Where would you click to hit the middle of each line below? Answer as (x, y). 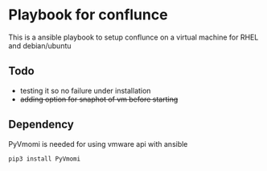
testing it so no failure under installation (85, 90)
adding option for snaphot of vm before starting (99, 99)
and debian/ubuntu (40, 45)
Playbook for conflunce (88, 15)
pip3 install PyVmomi (45, 159)
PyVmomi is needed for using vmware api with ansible (98, 144)
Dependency (41, 125)
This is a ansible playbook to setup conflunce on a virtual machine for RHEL (133, 37)
